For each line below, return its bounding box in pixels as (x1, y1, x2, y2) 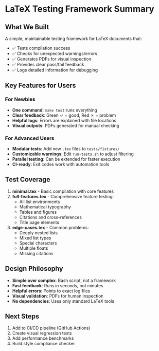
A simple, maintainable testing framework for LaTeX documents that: (5, 36, 142, 41)
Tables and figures (19, 209, 57, 215)
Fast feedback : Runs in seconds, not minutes (12, 282, 104, 288)
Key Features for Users (5, 81, 76, 90)
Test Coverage (5, 175, 51, 184)
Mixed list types (19, 235, 52, 240)
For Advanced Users (5, 135, 54, 142)
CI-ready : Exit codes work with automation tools (12, 161, 109, 167)
